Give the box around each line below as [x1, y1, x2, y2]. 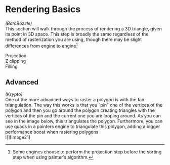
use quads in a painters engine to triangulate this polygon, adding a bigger [5, 123, 160, 130]
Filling [5, 63, 18, 69]
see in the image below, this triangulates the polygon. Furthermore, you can [5, 118, 163, 125]
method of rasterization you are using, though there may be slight [5, 36, 142, 43]
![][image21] [5, 134, 30, 140]
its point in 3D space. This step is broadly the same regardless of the [5, 31, 149, 37]
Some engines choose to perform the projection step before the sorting [12, 149, 162, 155]
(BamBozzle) [5, 20, 32, 26]
